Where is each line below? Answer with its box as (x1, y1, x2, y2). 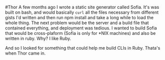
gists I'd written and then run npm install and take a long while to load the (5, 15, 154, 20)
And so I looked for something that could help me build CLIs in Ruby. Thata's (5, 45, 161, 51)
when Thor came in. (5, 50, 46, 56)
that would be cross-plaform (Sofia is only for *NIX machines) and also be (5, 30, 156, 36)
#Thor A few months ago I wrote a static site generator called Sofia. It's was (5, 4, 159, 10)
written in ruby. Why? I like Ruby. (5, 35, 71, 41)
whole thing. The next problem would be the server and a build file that (5, 20, 149, 26)
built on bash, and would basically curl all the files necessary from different (5, 9, 159, 15)
